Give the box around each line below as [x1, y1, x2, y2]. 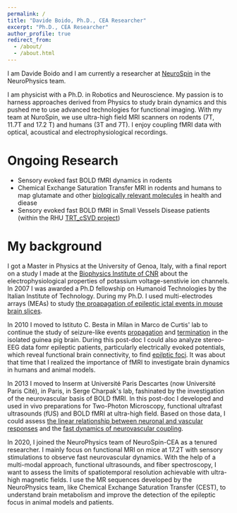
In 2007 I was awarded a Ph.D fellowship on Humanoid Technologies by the [7, 284, 227, 293]
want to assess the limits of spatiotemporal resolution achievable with [7, 468, 209, 476]
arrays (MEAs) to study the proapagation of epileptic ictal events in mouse [7, 299, 224, 307]
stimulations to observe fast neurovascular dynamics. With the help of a [7, 453, 217, 461]
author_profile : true [7, 30, 71, 37]
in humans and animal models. [7, 365, 96, 374]
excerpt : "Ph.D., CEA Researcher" [7, 23, 109, 30]
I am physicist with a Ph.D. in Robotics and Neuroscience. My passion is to [7, 90, 224, 99]
